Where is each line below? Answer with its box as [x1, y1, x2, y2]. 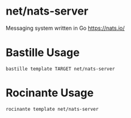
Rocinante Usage [5, 86, 94, 100]
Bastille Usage [5, 46, 80, 60]
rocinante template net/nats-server [5, 106, 99, 112]
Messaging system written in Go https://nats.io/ [5, 24, 126, 32]
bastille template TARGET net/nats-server [5, 66, 115, 72]
